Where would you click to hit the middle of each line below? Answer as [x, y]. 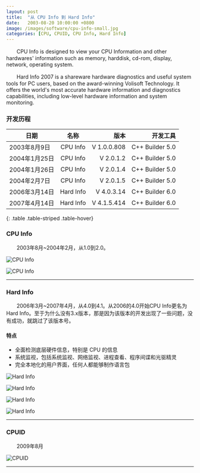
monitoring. [20, 102]
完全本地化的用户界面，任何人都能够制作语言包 [72, 365]
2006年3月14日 [32, 192]
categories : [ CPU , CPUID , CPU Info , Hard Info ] [66, 34]
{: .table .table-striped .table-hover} [50, 219]
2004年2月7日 [30, 181]
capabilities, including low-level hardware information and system [87, 97]
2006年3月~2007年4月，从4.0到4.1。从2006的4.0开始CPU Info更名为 [102, 306]
